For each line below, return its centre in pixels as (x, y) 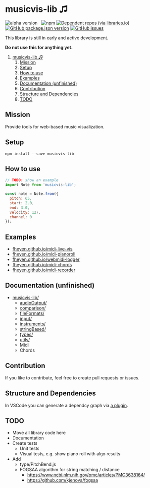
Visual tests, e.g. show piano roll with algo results (70, 454)
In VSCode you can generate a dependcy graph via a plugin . (67, 405)
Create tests (25, 443)
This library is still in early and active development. (57, 38)
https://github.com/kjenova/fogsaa (62, 480)
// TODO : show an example (32, 180)
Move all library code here (39, 433)
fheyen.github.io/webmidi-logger (46, 259)
